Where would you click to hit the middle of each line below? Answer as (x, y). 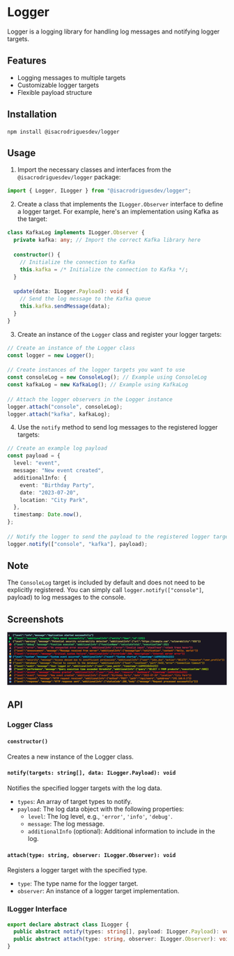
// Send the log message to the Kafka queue (85, 299)
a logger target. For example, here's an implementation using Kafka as (118, 212)
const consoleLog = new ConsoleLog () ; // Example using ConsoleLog (107, 377)
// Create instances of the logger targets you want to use (96, 370)
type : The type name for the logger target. (78, 883)
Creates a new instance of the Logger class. (71, 757)
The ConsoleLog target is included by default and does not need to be (106, 582)
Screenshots (36, 619)
